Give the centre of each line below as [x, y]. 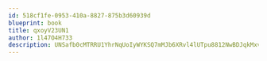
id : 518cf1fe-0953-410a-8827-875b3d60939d [79, 15]
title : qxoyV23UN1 [39, 30]
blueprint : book [35, 23]
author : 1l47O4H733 [41, 38]
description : [30, 45]
